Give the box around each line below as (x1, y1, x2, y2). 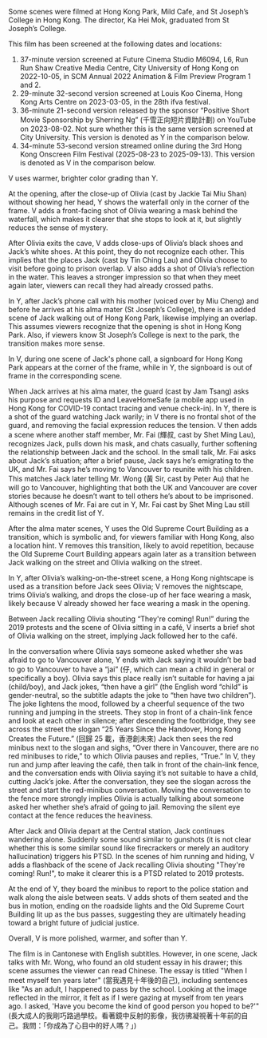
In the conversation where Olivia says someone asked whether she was (8, 647, 243, 656)
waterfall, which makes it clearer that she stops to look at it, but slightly (8, 215, 241, 224)
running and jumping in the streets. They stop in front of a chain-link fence (8, 707, 253, 717)
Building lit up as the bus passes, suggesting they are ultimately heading (8, 909, 246, 919)
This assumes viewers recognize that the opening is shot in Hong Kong (8, 322, 241, 331)
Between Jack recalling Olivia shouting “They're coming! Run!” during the (8, 614, 249, 624)
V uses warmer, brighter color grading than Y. (8, 173, 159, 183)
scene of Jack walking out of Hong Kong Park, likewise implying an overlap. (8, 313, 257, 323)
